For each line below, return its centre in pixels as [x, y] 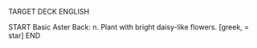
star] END [24, 36]
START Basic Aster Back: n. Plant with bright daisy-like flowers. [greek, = [129, 27]
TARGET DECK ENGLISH [49, 12]
